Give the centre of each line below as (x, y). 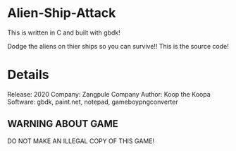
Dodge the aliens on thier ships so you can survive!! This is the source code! (118, 46)
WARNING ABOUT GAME (63, 124)
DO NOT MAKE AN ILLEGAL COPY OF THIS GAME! (81, 141)
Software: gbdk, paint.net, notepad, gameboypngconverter (93, 102)
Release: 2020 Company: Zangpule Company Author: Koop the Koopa (109, 94)
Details (28, 75)
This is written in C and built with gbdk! (64, 32)
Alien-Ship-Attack (62, 13)
